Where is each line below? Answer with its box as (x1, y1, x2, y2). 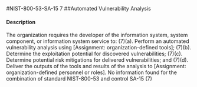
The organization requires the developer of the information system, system (6, 32, 188, 39)
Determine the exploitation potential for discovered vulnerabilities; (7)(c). (6, 50, 183, 58)
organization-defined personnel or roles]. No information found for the (6, 69, 177, 76)
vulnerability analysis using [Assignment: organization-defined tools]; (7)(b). (6, 44, 192, 51)
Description (6, 18, 36, 25)
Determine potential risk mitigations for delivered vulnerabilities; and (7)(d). (6, 56, 189, 63)
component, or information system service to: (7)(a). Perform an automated (6, 38, 190, 45)
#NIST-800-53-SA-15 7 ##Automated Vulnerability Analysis (6, 5, 152, 12)
